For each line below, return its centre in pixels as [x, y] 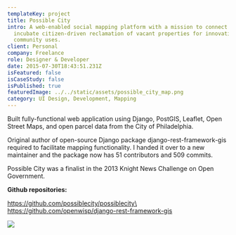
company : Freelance [36, 53]
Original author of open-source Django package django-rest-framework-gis [117, 140]
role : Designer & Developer [48, 60]
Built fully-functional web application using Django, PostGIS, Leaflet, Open [115, 119]
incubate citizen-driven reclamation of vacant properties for [108, 33]
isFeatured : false [34, 72]
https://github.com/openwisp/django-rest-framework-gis [90, 211]
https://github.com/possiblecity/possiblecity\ [72, 203]
